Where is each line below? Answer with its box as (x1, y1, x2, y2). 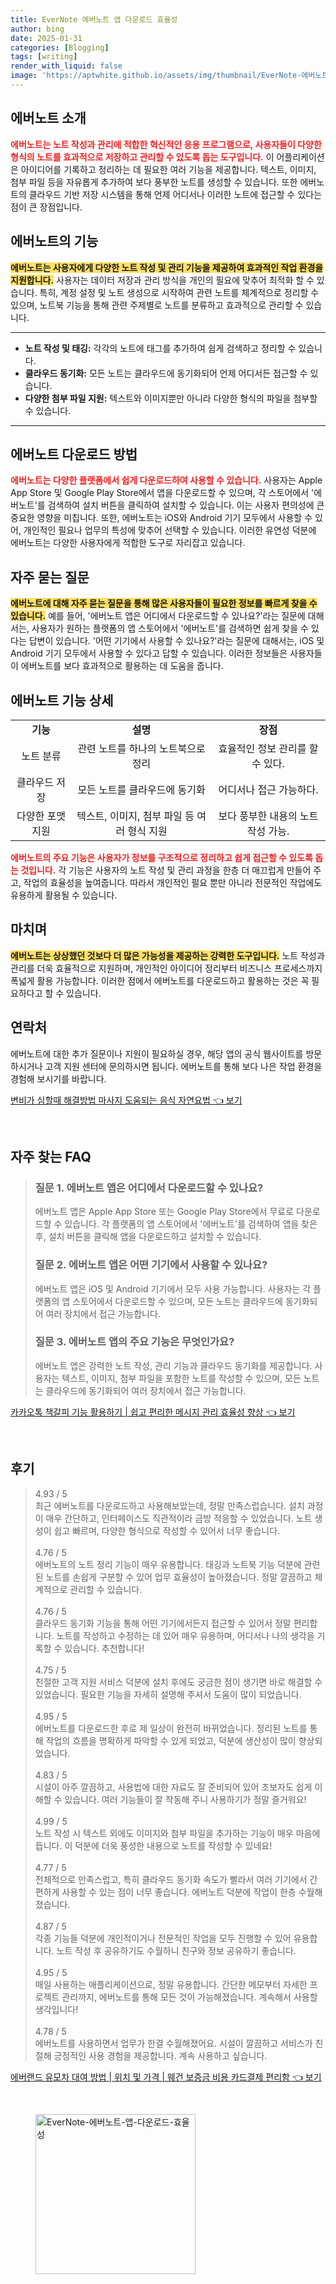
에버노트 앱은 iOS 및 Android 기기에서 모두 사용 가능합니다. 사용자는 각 (34, 1282, 312, 1295)
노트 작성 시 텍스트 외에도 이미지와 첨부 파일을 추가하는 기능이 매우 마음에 (34, 1827, 321, 1839)
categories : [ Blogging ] (10, 42, 110, 53)
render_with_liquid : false (10, 61, 123, 71)
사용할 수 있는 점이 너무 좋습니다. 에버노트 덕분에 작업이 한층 (61, 1886, 297, 1898)
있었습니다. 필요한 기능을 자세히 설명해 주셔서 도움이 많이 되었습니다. (34, 1688, 302, 1700)
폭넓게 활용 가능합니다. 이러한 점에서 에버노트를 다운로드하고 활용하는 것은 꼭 (10, 974, 310, 986)
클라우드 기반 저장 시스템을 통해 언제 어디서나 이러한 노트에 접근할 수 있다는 (28, 188, 323, 200)
